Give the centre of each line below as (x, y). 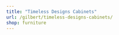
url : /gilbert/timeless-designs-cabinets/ (59, 17)
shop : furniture (26, 23)
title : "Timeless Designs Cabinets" (51, 12)
